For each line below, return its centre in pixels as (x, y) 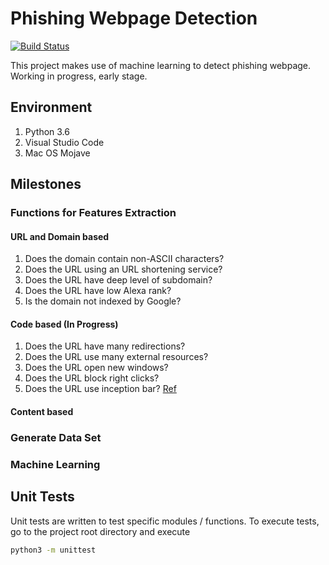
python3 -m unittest (53, 550)
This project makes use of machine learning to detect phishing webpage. (161, 65)
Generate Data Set (56, 437)
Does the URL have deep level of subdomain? (118, 280)
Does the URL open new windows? (96, 368)
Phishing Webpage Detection (134, 18)
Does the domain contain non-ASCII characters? (124, 259)
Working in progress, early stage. (79, 76)
